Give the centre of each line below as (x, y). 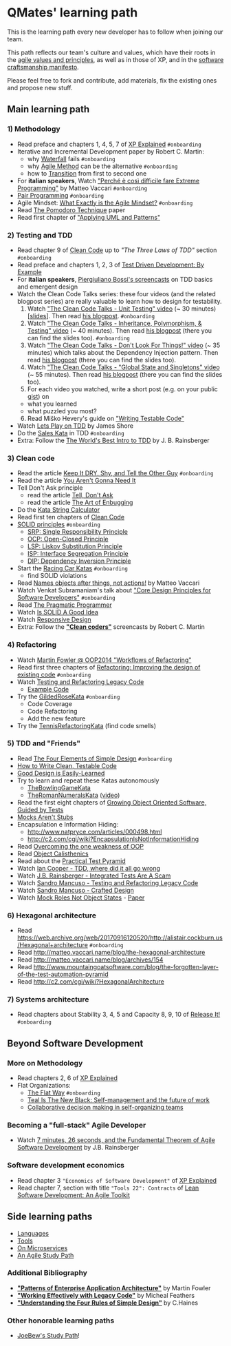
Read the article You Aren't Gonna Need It (76, 481)
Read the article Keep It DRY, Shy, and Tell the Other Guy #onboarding (115, 473)
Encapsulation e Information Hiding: (68, 824)
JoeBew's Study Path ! (48, 1336)
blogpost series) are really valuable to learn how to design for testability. (119, 301)
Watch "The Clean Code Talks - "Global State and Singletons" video (123, 367)
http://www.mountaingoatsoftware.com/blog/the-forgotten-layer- (126, 967)
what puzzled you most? (62, 411)
